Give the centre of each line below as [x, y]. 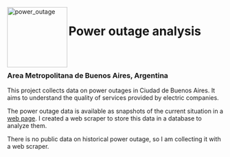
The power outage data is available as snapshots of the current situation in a [115, 111]
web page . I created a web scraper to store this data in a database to [105, 118]
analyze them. [27, 126]
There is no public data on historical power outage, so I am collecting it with [114, 139]
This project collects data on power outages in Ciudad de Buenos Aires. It [111, 91]
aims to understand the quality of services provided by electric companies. [113, 98]
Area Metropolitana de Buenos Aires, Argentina [88, 75]
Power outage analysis [135, 31]
